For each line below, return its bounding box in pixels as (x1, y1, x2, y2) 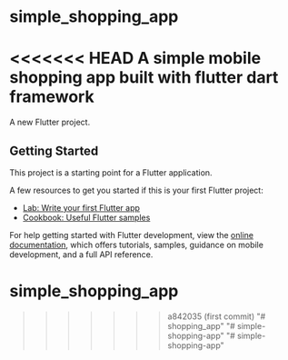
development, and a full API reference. (9, 248, 154, 260)
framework (9, 86, 94, 107)
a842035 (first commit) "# (167, 311, 266, 322)
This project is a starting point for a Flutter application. (9, 166, 213, 178)
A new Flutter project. (9, 116, 91, 128)
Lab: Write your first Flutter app (22, 202, 141, 213)
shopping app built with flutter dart (9, 67, 279, 88)
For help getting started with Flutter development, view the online (9, 229, 254, 240)
